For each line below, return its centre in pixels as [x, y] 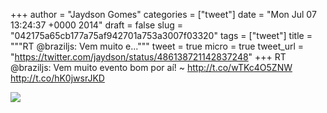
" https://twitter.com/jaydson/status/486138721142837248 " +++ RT [148, 57]
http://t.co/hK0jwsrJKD [57, 78]
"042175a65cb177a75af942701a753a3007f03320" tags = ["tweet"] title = [161, 35]
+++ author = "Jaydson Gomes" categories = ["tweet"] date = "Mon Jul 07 [163, 14]
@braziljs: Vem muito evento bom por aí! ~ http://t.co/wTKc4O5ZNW [151, 67]
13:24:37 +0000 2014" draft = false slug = [97, 25]
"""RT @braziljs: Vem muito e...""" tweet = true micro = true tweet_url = [157, 46]
